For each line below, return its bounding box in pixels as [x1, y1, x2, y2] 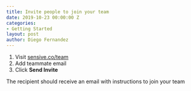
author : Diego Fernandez [6, 37, 69, 43]
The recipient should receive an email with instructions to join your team [6, 78, 185, 85]
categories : [6, 20, 36, 26]
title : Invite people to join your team [6, 8, 110, 15]
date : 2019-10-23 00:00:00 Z [6, 14, 80, 20]
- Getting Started [6, 25, 52, 32]
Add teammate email [14, 60, 67, 67]
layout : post [6, 31, 39, 37]
